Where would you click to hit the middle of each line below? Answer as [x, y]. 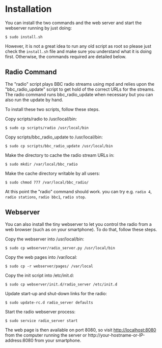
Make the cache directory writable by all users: [53, 173]
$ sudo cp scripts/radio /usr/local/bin [47, 128]
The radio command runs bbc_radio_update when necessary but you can [79, 94]
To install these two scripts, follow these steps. [52, 109]
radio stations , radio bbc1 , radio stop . [46, 197]
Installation [28, 9]
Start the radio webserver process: [40, 312]
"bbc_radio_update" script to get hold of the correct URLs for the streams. [80, 89]
